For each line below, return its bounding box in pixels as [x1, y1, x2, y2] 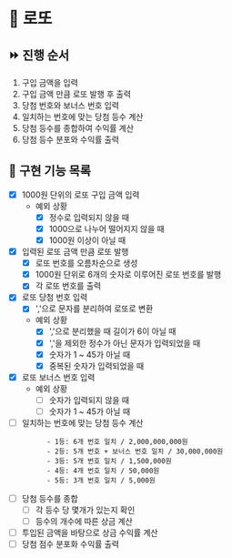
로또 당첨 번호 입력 [21, 292, 88, 303]
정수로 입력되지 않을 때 [48, 211, 129, 223]
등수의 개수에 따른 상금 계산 [35, 516, 133, 527]
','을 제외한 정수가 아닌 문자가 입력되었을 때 [48, 338, 201, 349]
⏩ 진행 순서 [8, 47, 70, 63]
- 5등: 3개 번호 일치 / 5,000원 [45, 475, 156, 485]
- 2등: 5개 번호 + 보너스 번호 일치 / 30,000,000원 [45, 447, 224, 456]
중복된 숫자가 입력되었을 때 [48, 360, 145, 371]
